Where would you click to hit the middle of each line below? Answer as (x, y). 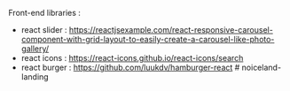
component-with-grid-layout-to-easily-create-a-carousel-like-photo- (148, 39)
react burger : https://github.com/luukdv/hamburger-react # (130, 67)
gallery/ (35, 49)
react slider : (44, 30)
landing (35, 77)
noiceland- (261, 67)
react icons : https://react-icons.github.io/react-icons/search (132, 58)
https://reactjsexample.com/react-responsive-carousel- (171, 30)
